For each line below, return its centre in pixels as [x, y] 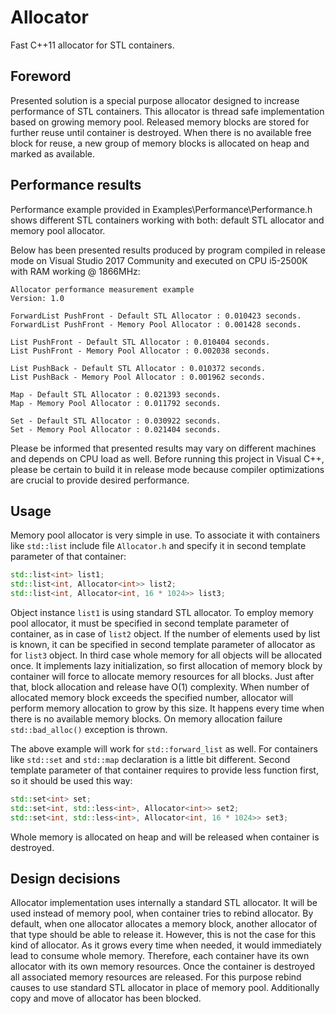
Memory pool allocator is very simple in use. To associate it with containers [165, 535]
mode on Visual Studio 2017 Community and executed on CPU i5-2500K [159, 260]
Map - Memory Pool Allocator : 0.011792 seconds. [116, 403]
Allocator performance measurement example [102, 289]
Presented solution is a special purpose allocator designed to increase [155, 100]
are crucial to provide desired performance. [100, 480]
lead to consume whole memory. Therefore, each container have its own [160, 956]
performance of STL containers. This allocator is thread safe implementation [167, 111]
